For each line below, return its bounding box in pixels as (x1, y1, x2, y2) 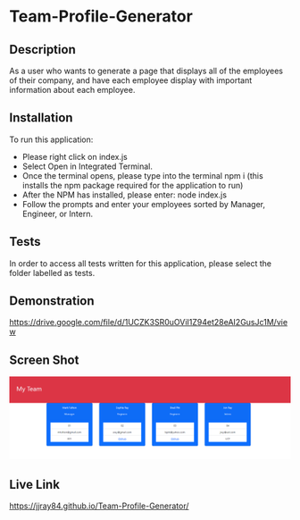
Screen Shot (9, 352, 79, 367)
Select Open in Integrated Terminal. (21, 161, 154, 172)
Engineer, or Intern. (21, 208, 94, 219)
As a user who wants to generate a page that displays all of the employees (9, 65, 284, 76)
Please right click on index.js (21, 151, 128, 162)
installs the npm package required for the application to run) (21, 180, 244, 190)
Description (9, 42, 76, 57)
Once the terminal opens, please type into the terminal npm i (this (21, 170, 263, 180)
